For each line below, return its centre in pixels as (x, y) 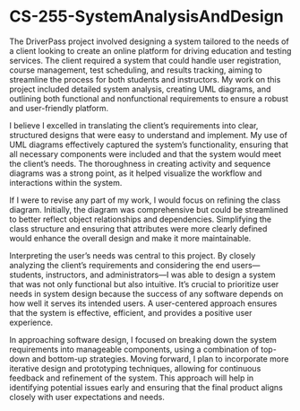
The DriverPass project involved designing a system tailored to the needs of (149, 41)
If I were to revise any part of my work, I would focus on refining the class (145, 200)
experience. (31, 322)
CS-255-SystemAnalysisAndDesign (146, 17)
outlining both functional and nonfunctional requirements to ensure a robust (149, 98)
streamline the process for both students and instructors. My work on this (145, 79)
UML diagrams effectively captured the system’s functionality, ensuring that (149, 144)
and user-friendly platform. (59, 108)
